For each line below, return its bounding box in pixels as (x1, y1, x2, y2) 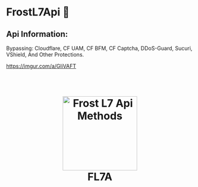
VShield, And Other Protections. (6, 51, 84, 58)
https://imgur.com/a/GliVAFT (6, 62, 76, 69)
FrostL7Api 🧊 (6, 5, 70, 19)
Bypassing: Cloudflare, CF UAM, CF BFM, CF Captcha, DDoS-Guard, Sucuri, (6, 45, 193, 52)
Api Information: (6, 29, 68, 39)
